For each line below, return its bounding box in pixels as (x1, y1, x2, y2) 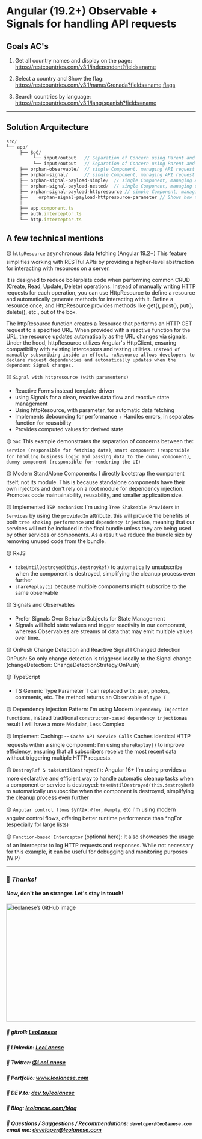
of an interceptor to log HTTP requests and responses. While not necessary (6, 841, 194, 849)
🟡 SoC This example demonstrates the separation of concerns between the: (6, 437, 194, 444)
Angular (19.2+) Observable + (6, 4, 158, 18)
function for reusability (14, 419, 72, 426)
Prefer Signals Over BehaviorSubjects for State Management (14, 615, 165, 622)
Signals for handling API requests (6, 17, 177, 31)
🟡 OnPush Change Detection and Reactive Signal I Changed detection (6, 646, 181, 653)
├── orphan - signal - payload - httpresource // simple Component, (19, 188, 179, 195)
